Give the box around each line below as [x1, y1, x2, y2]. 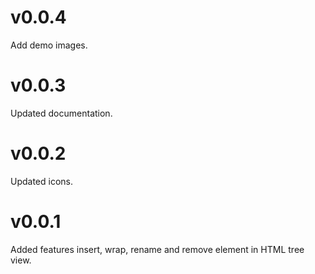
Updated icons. [10, 175, 74, 187]
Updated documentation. [10, 107, 113, 119]
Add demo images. [10, 39, 88, 51]
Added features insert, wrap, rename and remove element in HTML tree [10, 243, 305, 255]
